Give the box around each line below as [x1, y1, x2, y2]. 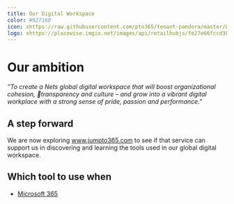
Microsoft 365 [17, 189, 58, 198]
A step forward [7, 118, 74, 130]
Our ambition [7, 60, 85, 75]
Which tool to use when [7, 171, 112, 183]
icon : [7, 23, 23, 30]
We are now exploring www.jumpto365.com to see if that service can [7, 136, 205, 144]
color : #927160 [7, 17, 52, 24]
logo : [7, 29, 23, 37]
